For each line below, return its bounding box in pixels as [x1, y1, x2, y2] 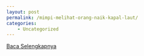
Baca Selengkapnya [6, 43, 57, 50]
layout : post [6, 9, 40, 15]
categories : [6, 20, 37, 26]
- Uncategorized [17, 26, 59, 32]
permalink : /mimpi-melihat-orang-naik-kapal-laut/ [6, 15, 138, 21]
